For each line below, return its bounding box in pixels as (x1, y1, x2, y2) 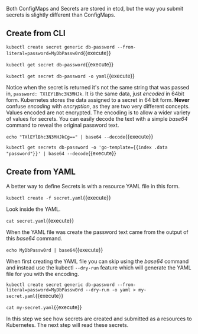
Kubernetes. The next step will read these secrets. (6, 321, 129, 328)
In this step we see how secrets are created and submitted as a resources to (6, 315, 192, 322)
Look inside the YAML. (6, 205, 61, 213)
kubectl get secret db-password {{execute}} (6, 60, 114, 68)
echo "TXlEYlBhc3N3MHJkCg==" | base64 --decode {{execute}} (6, 133, 154, 140)
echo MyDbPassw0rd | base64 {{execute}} (6, 246, 103, 253)
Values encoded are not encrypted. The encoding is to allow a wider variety (6, 109, 191, 116)
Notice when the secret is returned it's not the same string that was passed (6, 83, 190, 91)
